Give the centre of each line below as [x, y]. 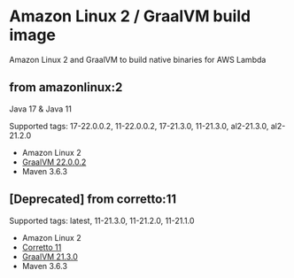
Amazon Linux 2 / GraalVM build [130, 16]
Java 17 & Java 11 [41, 109]
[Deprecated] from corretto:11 [93, 200]
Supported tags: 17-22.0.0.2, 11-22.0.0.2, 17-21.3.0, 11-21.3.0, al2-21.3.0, [139, 126]
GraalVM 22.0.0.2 [54, 162]
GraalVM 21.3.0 [50, 256]
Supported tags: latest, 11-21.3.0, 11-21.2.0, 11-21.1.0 [102, 220]
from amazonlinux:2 [66, 87]
